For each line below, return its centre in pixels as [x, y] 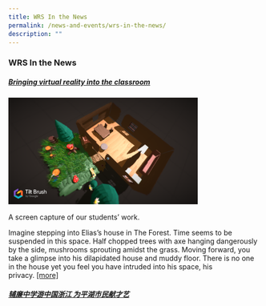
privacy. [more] [33, 275]
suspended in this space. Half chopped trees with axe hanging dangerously [133, 241]
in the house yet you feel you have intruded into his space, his [111, 266]
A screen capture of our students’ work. [74, 217]
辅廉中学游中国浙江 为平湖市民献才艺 [69, 294]
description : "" [35, 34]
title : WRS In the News [48, 17]
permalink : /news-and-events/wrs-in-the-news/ [87, 25]
